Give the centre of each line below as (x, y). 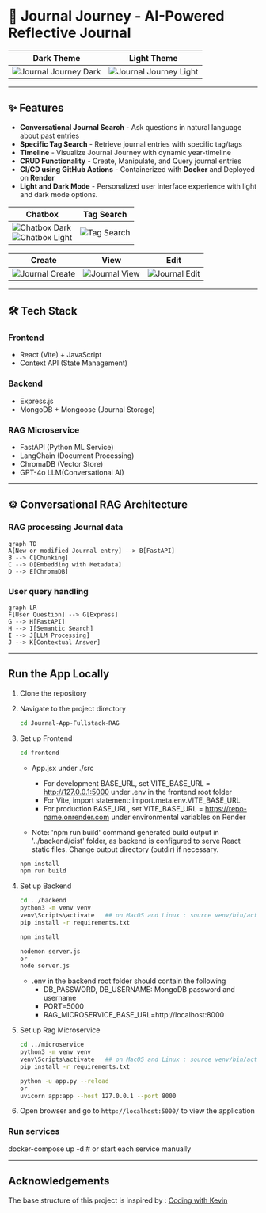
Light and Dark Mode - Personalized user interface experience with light (138, 186)
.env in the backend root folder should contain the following (129, 981)
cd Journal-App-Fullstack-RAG (70, 723)
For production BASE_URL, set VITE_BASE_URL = (123, 808)
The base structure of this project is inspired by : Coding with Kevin (118, 1200)
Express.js (36, 401)
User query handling (48, 591)
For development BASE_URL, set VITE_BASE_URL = (127, 783)
